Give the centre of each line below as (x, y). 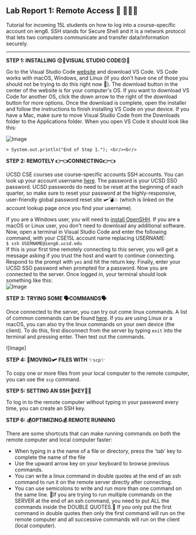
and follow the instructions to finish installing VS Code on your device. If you (98, 109)
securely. (17, 43)
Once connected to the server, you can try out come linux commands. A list (97, 312)
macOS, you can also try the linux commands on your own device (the (90, 324)
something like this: (29, 280)
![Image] (16, 348)
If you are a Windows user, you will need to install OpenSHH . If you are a (93, 219)
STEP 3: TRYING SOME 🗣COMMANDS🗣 (56, 298)
